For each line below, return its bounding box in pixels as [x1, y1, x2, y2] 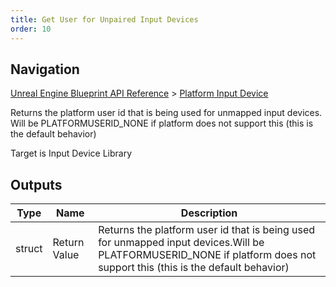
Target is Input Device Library [10, 147, 133, 160]
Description [180, 206, 238, 220]
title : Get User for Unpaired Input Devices [10, 14, 199, 25]
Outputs [10, 176, 63, 193]
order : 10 [10, 24, 52, 34]
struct [15, 242, 43, 256]
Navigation [10, 61, 80, 78]
